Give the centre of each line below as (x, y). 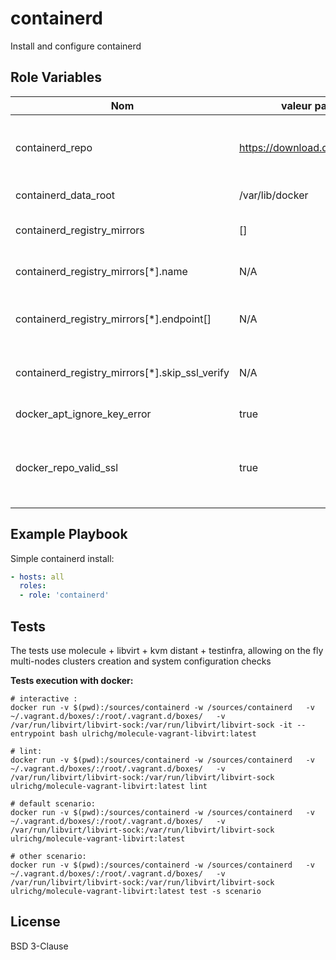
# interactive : (44, 699)
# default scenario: (53, 804)
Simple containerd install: (62, 558)
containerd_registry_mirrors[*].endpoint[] (113, 319)
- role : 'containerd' (64, 595)
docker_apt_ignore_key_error (83, 414)
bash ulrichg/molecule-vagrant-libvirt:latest (158, 734)
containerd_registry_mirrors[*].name (101, 271)
